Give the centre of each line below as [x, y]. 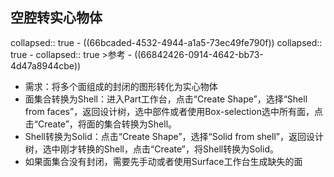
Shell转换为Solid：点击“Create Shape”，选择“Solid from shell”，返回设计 [174, 136]
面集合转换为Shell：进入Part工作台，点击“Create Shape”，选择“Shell [166, 99]
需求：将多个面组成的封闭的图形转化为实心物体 [121, 86]
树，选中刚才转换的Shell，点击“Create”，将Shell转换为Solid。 [151, 149]
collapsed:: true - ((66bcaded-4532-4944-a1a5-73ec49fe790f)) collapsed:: [166, 42]
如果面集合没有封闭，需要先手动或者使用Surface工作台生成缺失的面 [163, 161]
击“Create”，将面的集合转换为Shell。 [101, 124]
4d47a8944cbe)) [46, 65]
